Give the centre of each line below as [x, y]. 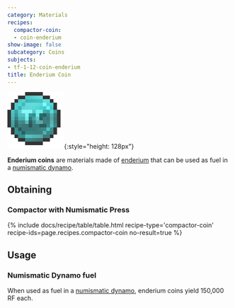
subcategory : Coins [36, 52]
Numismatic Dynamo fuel [52, 275]
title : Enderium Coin [39, 74]
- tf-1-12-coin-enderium [44, 67]
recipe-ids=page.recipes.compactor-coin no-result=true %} [95, 233]
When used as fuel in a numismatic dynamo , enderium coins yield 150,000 [116, 291]
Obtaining [30, 190]
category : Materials [38, 15]
